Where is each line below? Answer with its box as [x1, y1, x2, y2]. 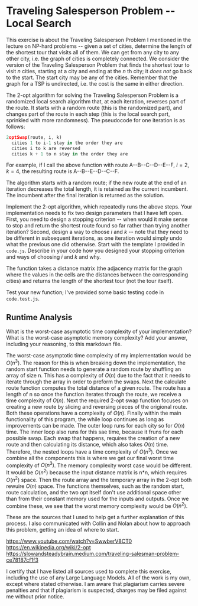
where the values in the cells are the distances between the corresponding [6, 271, 188, 278]
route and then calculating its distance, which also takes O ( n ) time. [6, 441, 168, 448]
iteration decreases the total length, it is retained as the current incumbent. [6, 185, 188, 193]
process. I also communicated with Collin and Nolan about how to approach [6, 520, 191, 527]
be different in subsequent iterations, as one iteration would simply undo [6, 234, 183, 242]
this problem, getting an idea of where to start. [6, 526, 119, 533]
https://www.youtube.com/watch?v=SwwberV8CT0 [6, 537, 132, 545]
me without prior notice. [6, 593, 65, 600]
